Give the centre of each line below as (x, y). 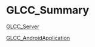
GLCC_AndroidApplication (38, 38)
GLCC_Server (23, 26)
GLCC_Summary (48, 10)
